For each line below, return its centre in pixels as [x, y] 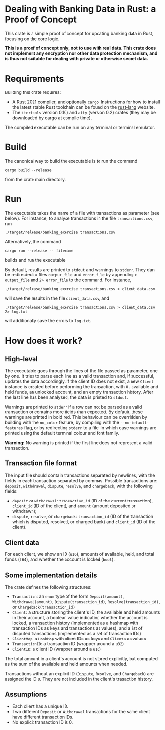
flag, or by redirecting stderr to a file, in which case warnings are [90, 428]
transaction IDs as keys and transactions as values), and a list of [77, 628]
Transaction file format [41, 463]
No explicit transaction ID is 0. [43, 722]
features [14, 428]
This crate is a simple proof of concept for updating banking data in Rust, [79, 33]
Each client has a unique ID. [40, 706]
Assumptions [26, 694]
